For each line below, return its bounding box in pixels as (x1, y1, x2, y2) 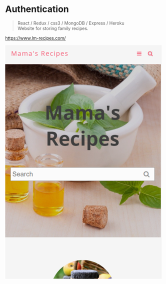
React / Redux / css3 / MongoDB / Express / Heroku (17, 20, 124, 26)
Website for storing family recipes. (17, 25, 88, 31)
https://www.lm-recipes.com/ (5, 35, 66, 41)
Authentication (5, 3, 69, 15)
